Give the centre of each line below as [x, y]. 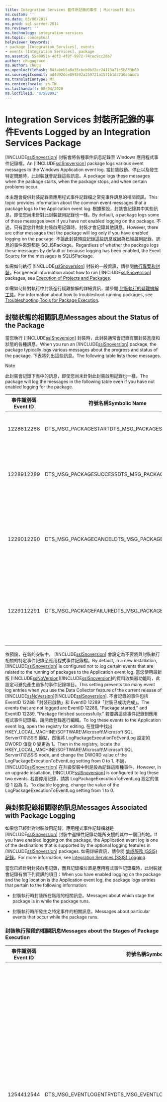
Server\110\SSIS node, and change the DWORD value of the [66, 755]
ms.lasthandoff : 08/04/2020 [34, 89]
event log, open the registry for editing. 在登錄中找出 [59, 727]
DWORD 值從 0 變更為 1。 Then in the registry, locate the [63, 744]
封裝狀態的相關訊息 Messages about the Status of [82, 317]
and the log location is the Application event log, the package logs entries [80, 880]
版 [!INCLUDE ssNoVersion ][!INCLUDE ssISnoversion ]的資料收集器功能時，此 [83, 678]
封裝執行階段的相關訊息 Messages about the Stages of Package [82, 930]
